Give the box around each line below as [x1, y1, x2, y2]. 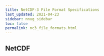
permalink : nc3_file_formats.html [5, 26, 77, 31]
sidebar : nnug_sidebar [5, 16, 52, 21]
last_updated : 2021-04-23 [5, 12, 59, 17]
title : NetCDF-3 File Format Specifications [5, 7, 99, 12]
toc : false [5, 21, 28, 26]
